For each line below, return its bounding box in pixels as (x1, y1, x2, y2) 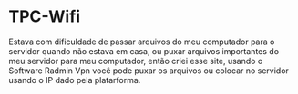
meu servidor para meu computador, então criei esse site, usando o (8, 55, 263, 66)
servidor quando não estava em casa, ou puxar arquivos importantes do (8, 45, 280, 56)
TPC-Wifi (8, 6, 81, 27)
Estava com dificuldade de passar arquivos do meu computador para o (8, 36, 275, 47)
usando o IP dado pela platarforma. (8, 74, 141, 85)
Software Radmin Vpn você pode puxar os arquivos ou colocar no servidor (8, 65, 289, 76)
